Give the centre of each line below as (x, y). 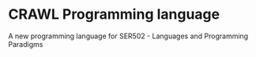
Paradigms (26, 44)
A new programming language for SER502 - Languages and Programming (128, 36)
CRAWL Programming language (114, 14)
